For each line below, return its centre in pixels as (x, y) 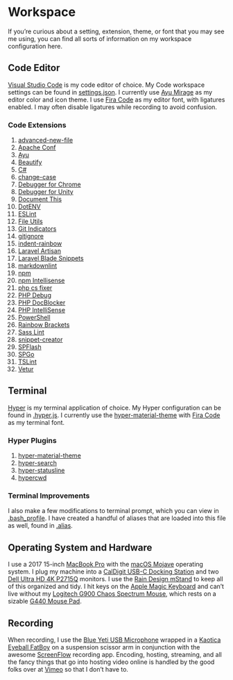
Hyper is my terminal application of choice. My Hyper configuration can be (114, 407)
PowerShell (34, 318)
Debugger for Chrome (50, 184)
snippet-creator (40, 340)
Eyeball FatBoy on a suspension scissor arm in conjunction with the (104, 647)
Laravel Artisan (40, 251)
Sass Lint (31, 332)
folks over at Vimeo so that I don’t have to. (68, 670)
